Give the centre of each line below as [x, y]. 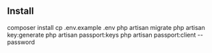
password [21, 42]
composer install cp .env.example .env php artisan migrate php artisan [106, 27]
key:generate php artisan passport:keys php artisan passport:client [102, 35]
